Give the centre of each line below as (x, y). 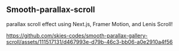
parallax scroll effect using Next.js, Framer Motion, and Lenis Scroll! (89, 24)
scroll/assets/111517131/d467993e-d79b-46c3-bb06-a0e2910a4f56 (89, 42)
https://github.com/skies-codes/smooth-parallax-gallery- (77, 36)
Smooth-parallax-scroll (51, 10)
